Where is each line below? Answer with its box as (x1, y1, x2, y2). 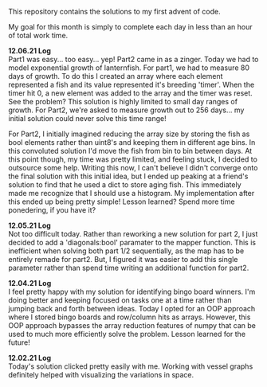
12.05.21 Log (8, 221, 52, 230)
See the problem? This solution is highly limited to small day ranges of (8, 97, 238, 106)
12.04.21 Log (8, 279, 52, 287)
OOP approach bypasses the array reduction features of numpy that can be (8, 321, 257, 330)
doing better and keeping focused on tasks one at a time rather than (8, 295, 233, 305)
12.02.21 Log (8, 354, 52, 362)
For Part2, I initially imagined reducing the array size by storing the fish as (8, 129, 250, 139)
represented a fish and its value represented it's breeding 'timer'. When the (8, 80, 255, 89)
